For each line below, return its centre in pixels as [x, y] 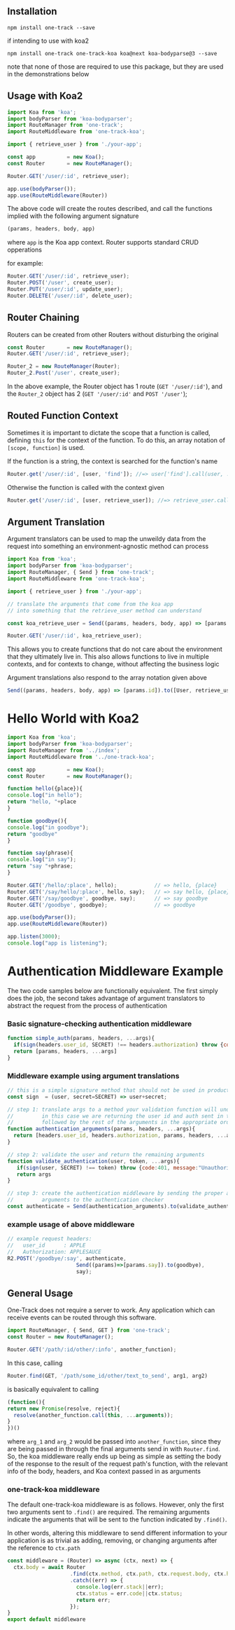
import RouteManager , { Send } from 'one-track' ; [81, 573]
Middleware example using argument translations [93, 1076]
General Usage [40, 1293]
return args [34, 1174]
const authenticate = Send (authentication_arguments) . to [92, 1207]
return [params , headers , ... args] [65, 1051]
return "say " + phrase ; [40, 866]
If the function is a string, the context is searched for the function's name [113, 461]
